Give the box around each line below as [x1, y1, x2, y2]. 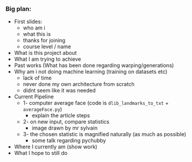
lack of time [22, 74, 52, 81]
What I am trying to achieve [14, 55, 82, 63]
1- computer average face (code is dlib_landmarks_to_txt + [22, 100, 169, 107]
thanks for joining [22, 37, 66, 44]
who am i [22, 24, 45, 31]
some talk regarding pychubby [31, 137, 106, 144]
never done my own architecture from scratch [22, 81, 135, 88]
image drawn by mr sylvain [31, 124, 98, 131]
